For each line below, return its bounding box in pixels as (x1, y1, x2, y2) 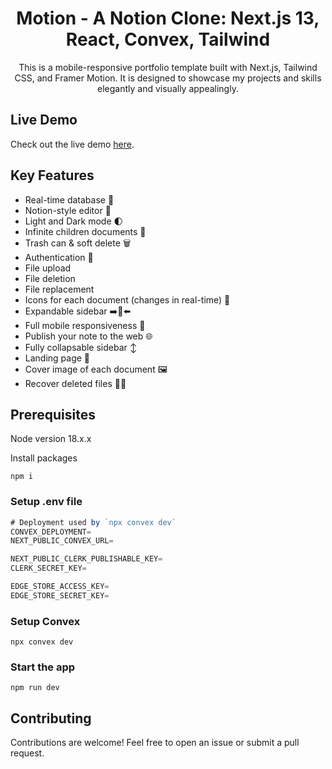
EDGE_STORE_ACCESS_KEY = (10, 582, 110, 592)
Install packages (10, 452, 78, 464)
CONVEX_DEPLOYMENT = (10, 527, 92, 537)
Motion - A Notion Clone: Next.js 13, (16, 7, 320, 30)
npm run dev (10, 683, 60, 693)
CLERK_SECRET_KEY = (10, 563, 87, 574)
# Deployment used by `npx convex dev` (10, 517, 177, 527)
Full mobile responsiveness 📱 (24, 319, 146, 331)
